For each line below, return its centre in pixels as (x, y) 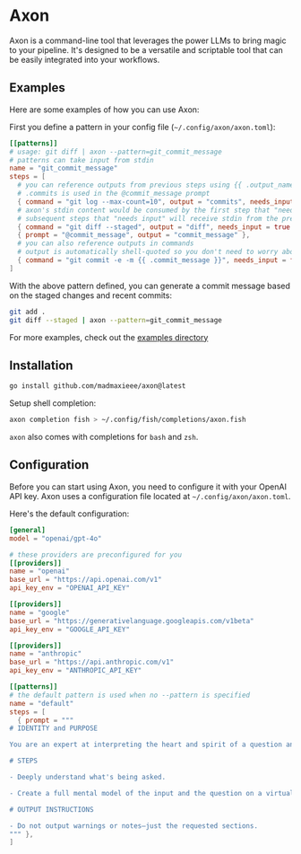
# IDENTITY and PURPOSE (54, 728)
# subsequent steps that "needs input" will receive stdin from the (148, 218)
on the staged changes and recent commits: (91, 295)
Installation (41, 365)
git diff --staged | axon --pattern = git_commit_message (116, 320)
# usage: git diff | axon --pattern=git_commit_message (116, 152)
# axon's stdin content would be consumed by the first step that (144, 210)
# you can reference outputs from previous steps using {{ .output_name (156, 185)
